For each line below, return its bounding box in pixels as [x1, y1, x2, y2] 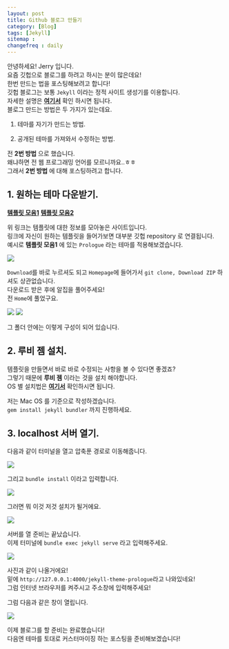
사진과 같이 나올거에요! [7, 566, 68, 574]
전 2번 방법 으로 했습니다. [7, 149, 75, 158]
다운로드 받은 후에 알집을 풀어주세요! [7, 285, 105, 294]
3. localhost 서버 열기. [7, 428, 100, 440]
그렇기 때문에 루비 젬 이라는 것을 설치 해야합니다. [7, 373, 138, 382]
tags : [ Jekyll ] [7, 29, 51, 37]
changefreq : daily [7, 42, 63, 49]
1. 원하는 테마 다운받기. [7, 189, 99, 200]
